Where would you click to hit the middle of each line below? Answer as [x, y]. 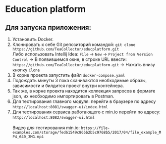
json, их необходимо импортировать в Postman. [63, 96]
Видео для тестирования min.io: [46, 128]
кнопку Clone [26, 70]
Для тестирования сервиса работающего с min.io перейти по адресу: [86, 112]
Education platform [45, 9]
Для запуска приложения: [48, 27]
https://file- [95, 128]
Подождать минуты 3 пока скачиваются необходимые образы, [80, 80]
